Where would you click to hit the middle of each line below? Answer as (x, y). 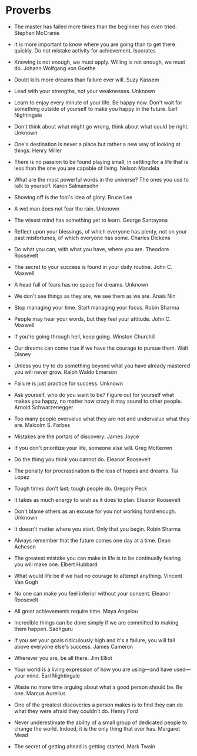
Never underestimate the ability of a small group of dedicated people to (101, 722)
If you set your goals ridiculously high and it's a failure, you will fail (94, 640)
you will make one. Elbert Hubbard (56, 564)
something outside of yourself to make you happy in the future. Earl (96, 109)
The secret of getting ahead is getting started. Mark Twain (85, 746)
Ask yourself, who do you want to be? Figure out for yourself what (94, 395)
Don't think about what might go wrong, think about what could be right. (101, 126)
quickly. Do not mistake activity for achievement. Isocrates (85, 50)
